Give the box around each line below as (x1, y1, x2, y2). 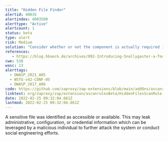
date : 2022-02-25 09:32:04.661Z (5, 95, 72, 100)
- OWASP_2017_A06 (9, 81, 46, 86)
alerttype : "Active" (5, 21, 48, 26)
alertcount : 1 (5, 26, 35, 31)
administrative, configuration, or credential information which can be (5, 119, 146, 125)
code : (5, 86, 16, 91)
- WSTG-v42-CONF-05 (9, 77, 50, 82)
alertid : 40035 (5, 12, 37, 17)
